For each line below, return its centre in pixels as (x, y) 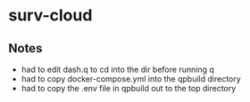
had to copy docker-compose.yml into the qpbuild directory (131, 79)
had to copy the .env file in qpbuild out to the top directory (129, 88)
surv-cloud (50, 16)
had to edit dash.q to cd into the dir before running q (118, 69)
